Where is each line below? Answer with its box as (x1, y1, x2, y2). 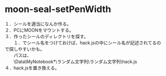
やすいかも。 (18, 46, 45, 52)
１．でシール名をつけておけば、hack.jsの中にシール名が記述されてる (13, 39, 157, 46)
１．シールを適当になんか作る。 (5, 21, 71, 27)
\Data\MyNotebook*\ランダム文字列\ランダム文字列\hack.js (13, 58, 137, 64)
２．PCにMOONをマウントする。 (5, 27, 74, 33)
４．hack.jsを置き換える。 (5, 64, 60, 71)
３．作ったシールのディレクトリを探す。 (5, 33, 89, 39)
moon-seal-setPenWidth (5, 4, 111, 15)
